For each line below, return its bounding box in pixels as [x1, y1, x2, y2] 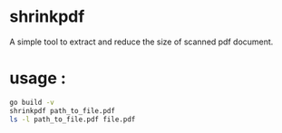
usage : [9, 68, 66, 89]
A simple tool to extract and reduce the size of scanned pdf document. [9, 36, 274, 47]
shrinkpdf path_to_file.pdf [9, 106, 116, 115]
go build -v [9, 98, 54, 107]
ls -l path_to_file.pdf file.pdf [9, 115, 136, 124]
